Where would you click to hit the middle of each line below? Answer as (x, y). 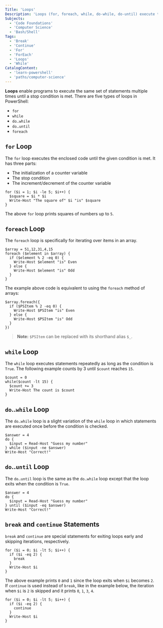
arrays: (12, 293)
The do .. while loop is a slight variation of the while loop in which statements (81, 421)
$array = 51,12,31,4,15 (29, 250)
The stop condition (31, 178)
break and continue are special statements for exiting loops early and (74, 536)
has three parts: (21, 163)
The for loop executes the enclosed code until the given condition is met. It (80, 158)
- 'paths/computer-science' (38, 77)
